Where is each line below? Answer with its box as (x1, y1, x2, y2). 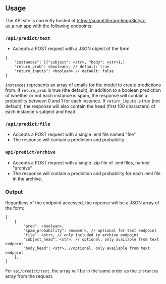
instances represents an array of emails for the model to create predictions (5, 82, 161, 88)
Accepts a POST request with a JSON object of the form (12, 45, 130, 52)
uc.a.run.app (5, 23, 32, 29)
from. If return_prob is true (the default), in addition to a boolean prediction (5, 87, 161, 93)
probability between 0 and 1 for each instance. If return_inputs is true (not (5, 98, 160, 104)
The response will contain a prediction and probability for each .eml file (12, 170, 161, 176)
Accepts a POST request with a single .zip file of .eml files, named (12, 159, 150, 165)
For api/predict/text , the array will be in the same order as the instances (5, 268, 159, 274)
